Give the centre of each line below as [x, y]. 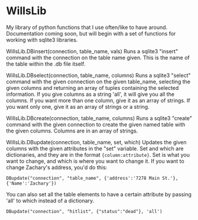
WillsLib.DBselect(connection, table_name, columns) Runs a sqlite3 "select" [98, 75]
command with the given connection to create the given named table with [96, 124]
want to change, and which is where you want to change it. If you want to [95, 161]
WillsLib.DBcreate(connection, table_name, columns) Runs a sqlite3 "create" [99, 118]
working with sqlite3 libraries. [42, 40]
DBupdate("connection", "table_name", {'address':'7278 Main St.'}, [92, 178]
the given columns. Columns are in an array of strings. [72, 131]
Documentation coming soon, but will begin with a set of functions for [91, 33]
